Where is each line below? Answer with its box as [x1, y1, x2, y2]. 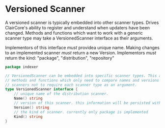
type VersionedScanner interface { [5, 87, 78, 92]
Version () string [14, 105, 50, 110]
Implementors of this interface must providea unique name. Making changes [5, 44, 160, 50]
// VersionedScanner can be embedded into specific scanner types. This [5, 73, 157, 78]
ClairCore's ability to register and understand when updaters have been [5, 24, 150, 30]
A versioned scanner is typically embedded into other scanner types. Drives [5, 20, 159, 25]
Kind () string [14, 114, 43, 119]
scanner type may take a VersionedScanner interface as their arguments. [5, 35, 153, 41]
